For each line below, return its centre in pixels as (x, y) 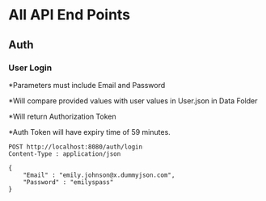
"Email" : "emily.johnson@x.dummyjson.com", (99, 175)
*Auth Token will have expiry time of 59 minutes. (90, 132)
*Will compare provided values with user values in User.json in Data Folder (133, 100)
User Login (30, 68)
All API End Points (70, 15)
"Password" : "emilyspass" (68, 182)
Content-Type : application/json (65, 154)
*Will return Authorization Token (62, 116)
